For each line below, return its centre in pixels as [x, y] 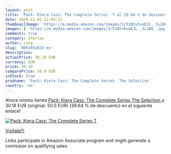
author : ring [19, 43]
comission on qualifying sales [36, 146]
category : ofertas [25, 39]
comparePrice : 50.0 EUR [31, 72]
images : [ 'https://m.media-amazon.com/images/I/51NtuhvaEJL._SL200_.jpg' [86, 29]
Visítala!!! [15, 131]
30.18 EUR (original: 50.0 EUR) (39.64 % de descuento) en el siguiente [79, 105]
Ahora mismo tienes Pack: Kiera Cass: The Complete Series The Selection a [85, 100]
